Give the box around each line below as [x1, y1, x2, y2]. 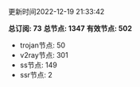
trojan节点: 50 [19, 40, 66, 50]
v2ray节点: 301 [19, 51, 69, 59]
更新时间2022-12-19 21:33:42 [8, 7, 105, 16]
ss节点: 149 [19, 60, 57, 70]
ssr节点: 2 [19, 70, 53, 79]
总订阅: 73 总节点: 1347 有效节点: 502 [8, 24, 133, 33]
